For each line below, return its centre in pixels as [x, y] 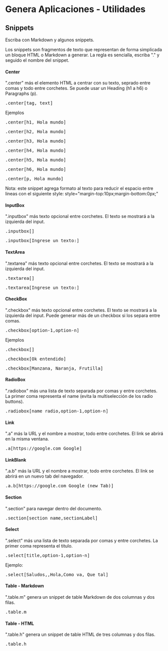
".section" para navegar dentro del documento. [54, 508]
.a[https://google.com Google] [44, 449]
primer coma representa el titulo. [39, 546]
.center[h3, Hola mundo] [36, 141]
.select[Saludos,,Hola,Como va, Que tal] [57, 574]
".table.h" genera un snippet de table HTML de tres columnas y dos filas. [80, 634]
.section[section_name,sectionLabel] [52, 518]
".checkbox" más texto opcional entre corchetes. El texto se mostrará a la [81, 310]
